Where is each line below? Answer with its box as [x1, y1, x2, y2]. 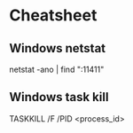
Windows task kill [9, 90, 109, 105]
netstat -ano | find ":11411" [9, 64, 105, 74]
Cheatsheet [9, 5, 98, 26]
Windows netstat [9, 41, 106, 56]
